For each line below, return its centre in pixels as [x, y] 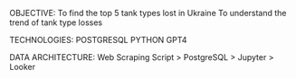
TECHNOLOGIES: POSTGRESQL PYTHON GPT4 [98, 40]
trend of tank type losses [56, 22]
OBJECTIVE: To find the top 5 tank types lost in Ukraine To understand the [148, 13]
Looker [23, 67]
